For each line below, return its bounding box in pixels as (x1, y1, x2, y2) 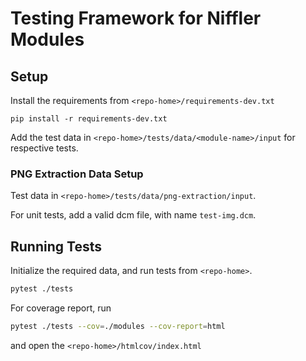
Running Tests (10, 238, 102, 255)
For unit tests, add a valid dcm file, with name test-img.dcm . (10, 209, 257, 221)
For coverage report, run (10, 302, 112, 314)
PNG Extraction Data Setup (10, 167, 144, 181)
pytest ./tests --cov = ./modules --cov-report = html (10, 321, 226, 331)
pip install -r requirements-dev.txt (10, 114, 168, 124)
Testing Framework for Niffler (10, 7, 262, 30)
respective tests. (10, 142, 79, 154)
